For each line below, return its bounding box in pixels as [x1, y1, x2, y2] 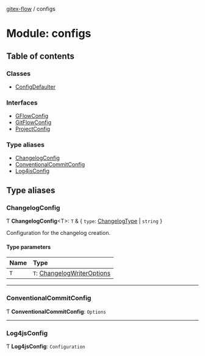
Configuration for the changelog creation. [6, 229, 111, 237]
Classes [6, 69, 31, 78]
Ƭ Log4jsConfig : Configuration [6, 343, 85, 350]
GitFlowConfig [15, 119, 52, 126]
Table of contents [6, 51, 74, 61]
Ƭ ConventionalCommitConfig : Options [6, 308, 107, 315]
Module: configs [6, 27, 92, 40]
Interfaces [6, 98, 38, 106]
